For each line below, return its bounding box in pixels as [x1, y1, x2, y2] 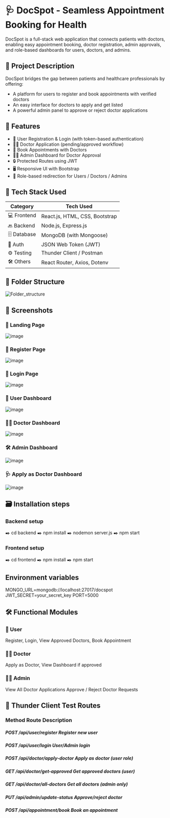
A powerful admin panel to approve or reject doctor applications [12, 107, 148, 113]
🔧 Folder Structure [5, 277, 65, 286]
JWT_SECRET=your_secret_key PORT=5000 [5, 592, 99, 598]
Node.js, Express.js [41, 222, 87, 229]
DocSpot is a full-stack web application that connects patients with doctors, [5, 36, 165, 42]
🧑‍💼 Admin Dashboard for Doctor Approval [12, 152, 101, 158]
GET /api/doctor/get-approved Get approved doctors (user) [5, 768, 135, 774]
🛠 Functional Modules [5, 608, 78, 616]
